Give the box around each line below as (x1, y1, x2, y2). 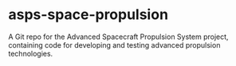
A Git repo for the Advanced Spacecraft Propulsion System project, (8, 32, 229, 41)
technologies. (8, 49, 53, 58)
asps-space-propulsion (8, 6, 169, 24)
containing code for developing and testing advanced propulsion (8, 40, 221, 49)
